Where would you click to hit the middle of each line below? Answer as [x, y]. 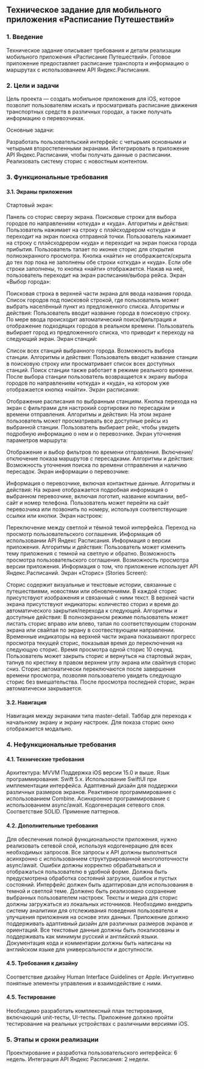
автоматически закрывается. [44, 688]
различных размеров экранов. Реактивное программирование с [91, 792]
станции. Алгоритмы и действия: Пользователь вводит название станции [102, 357]
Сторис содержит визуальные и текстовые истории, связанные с [91, 585]
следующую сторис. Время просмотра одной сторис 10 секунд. [90, 649]
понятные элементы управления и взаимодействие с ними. [84, 983]
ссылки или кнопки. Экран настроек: [55, 516]
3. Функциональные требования [57, 177]
